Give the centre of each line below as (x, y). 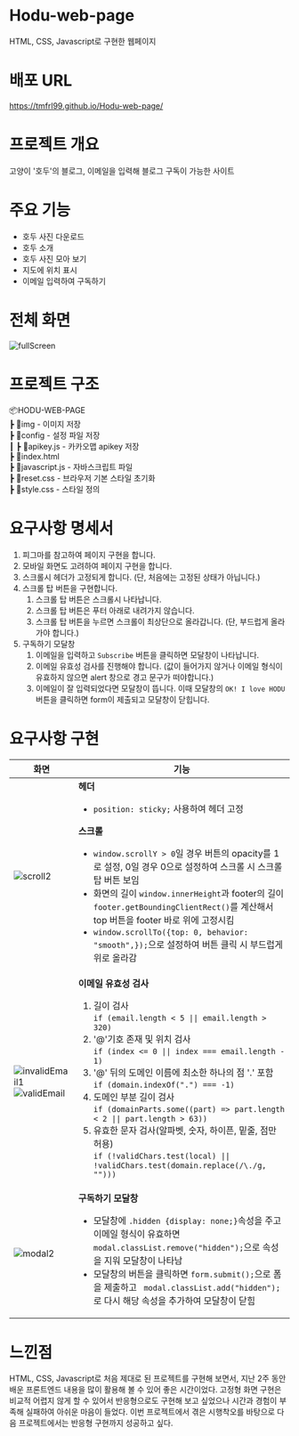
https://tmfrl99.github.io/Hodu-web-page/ (86, 105)
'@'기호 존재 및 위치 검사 (142, 1039)
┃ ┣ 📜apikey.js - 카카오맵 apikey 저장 (74, 446)
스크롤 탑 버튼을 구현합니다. (70, 588)
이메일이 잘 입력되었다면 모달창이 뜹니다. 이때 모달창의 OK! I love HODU (160, 688)
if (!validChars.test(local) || (162, 1156)
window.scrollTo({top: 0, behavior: (171, 932)
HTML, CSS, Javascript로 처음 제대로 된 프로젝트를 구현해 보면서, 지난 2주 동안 (148, 1379)
